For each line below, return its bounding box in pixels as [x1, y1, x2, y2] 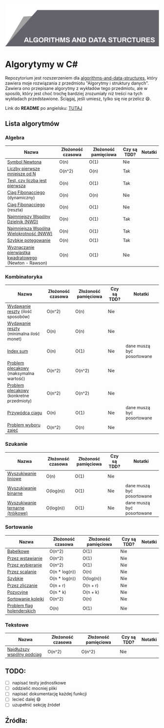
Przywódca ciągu [7, 410, 42, 416]
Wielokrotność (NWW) [7, 231, 53, 237]
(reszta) [7, 207, 23, 212]
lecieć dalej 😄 [12, 696, 41, 702]
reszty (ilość [7, 309, 32, 314]
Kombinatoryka [5, 273, 43, 280]
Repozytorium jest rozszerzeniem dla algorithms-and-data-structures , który [5, 75, 158, 81]
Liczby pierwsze [7, 166, 40, 171]
